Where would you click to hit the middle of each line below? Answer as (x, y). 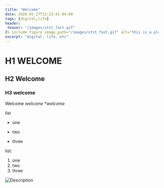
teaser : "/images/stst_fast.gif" (41, 28)
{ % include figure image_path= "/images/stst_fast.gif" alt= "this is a (78, 32)
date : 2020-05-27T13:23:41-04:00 (39, 14)
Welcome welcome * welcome (35, 104)
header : (13, 23)
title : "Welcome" (23, 10)
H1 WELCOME (34, 61)
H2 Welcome (25, 79)
